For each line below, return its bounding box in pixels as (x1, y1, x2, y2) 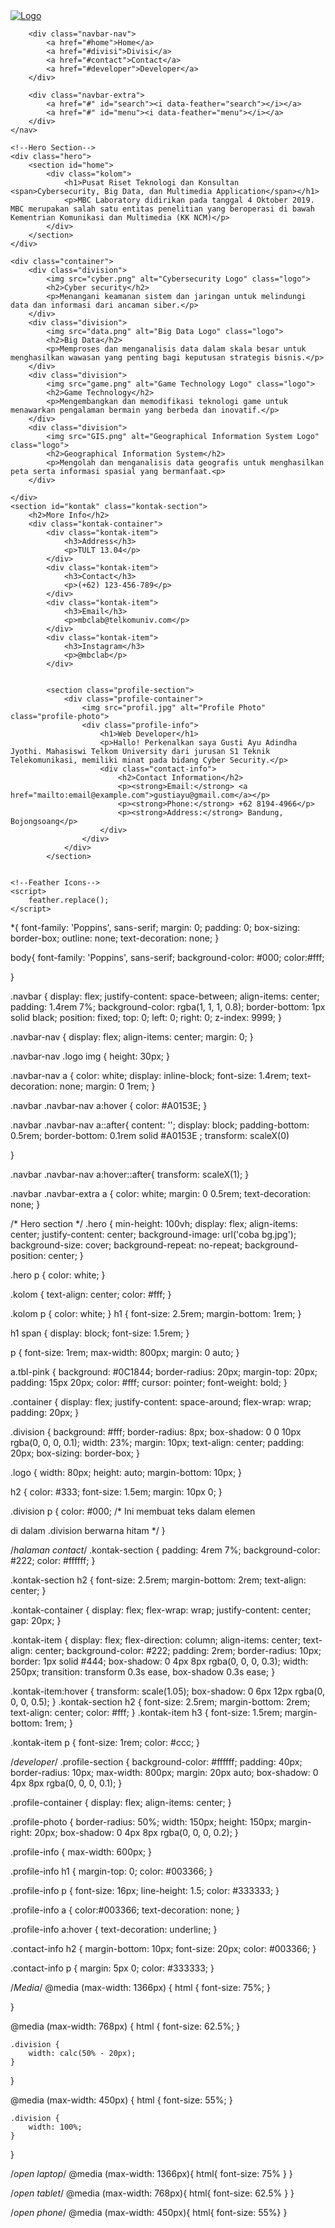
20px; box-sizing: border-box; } (10, 1447, 140, 1459)
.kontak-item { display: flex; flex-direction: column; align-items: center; (10, 1634, 302, 1646)
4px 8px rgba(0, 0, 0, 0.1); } (10, 1777, 123, 1789)
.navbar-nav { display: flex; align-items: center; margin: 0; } (10, 1031, 254, 1043)
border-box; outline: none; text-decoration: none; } (10, 932, 220, 944)
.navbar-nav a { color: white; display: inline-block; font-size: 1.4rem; (10, 1070, 290, 1081)
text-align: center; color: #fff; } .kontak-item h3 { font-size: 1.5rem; (10, 1707, 283, 1718)
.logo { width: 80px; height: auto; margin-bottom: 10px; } (10, 1467, 243, 1478)
